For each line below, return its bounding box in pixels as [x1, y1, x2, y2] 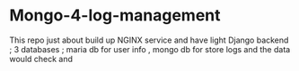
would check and [9, 53, 74, 64]
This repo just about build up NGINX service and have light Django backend [9, 35, 289, 45]
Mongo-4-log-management [9, 5, 222, 26]
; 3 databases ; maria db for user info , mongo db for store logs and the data [9, 43, 291, 54]
